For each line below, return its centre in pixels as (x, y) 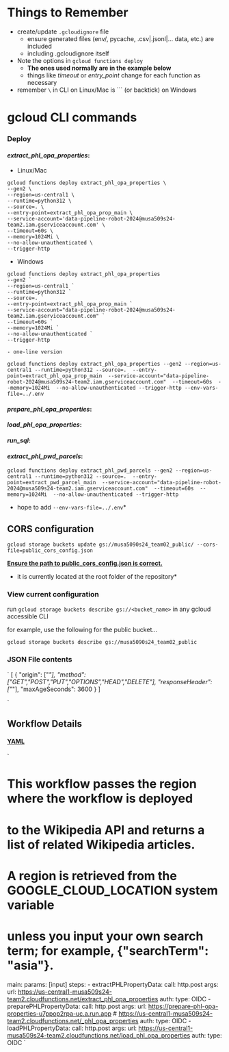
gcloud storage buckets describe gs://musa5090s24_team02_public (102, 642)
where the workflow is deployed (100, 799)
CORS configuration (51, 529)
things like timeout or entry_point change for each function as (114, 75)
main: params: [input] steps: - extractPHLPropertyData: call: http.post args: (113, 984)
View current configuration (53, 594)
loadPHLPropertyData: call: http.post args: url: (72, 1028)
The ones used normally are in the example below (99, 68)
